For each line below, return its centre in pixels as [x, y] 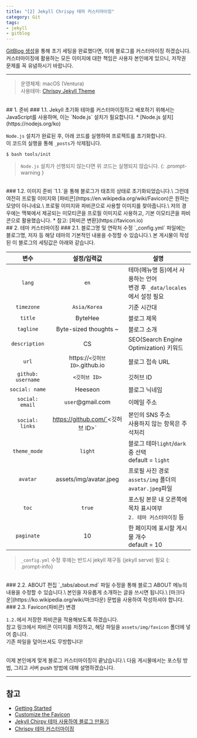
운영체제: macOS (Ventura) [52, 84]
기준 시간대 [142, 308]
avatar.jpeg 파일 [150, 488]
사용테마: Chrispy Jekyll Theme [58, 91]
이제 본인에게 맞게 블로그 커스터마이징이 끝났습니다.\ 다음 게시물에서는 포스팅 [94, 660]
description [28, 344]
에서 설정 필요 [146, 297]
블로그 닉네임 [145, 390]
